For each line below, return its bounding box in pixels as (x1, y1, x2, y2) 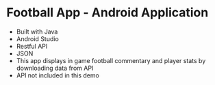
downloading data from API (16, 64, 94, 72)
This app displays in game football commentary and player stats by (16, 56, 206, 64)
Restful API (16, 42, 48, 50)
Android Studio (16, 34, 59, 42)
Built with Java (16, 27, 58, 36)
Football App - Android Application (6, 5, 209, 21)
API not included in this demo (16, 71, 100, 80)
